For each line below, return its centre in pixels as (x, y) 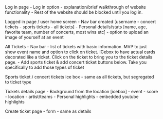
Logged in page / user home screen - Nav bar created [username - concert (81, 22)
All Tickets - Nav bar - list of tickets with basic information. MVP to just (76, 47)
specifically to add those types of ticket (45, 67)
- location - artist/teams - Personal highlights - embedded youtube (72, 97)
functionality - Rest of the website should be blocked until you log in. (74, 12)
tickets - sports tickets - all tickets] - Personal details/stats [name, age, (76, 27)
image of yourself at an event (35, 37)
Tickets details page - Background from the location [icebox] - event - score (81, 91)
